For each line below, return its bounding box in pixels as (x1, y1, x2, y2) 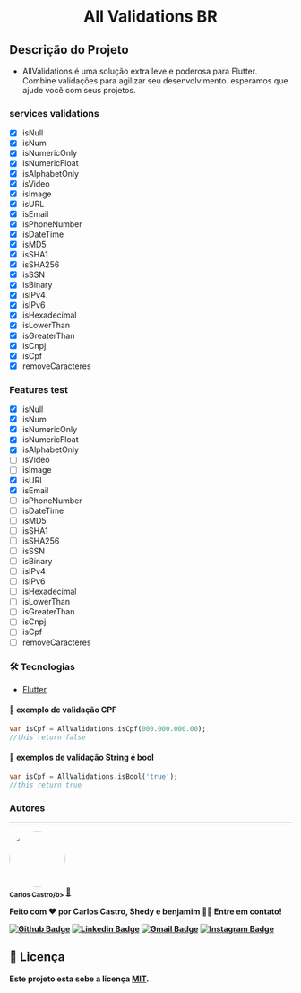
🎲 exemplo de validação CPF (9, 704, 117, 715)
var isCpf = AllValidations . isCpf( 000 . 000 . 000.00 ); (9, 725, 206, 734)
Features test (9, 383, 69, 396)
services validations (9, 107, 100, 119)
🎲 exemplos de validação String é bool (9, 752, 154, 763)
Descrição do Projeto (9, 42, 129, 57)
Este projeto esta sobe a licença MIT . (9, 973, 150, 984)
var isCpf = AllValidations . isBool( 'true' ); (9, 772, 178, 781)
